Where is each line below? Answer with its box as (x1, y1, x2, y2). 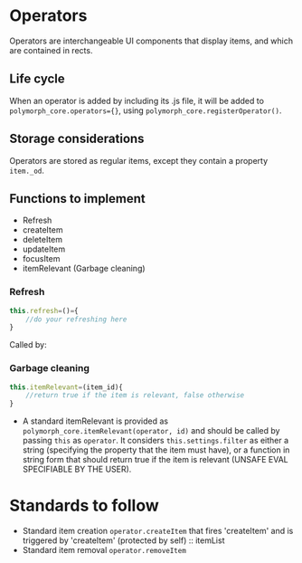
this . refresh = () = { (9, 306, 79, 315)
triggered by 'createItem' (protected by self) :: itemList (22, 535, 225, 546)
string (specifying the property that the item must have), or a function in (22, 444, 290, 455)
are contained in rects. (9, 44, 93, 55)
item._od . (9, 165, 45, 176)
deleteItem (22, 234, 63, 245)
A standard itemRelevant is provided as (22, 415, 169, 426)
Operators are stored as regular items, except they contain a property (9, 155, 269, 166)
